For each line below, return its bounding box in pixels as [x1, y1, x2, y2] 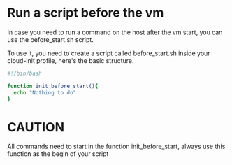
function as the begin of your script [7, 150, 109, 158]
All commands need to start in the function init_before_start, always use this [7, 142, 226, 151]
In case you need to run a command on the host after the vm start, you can [7, 28, 223, 36]
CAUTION [7, 119, 65, 135]
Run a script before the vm [7, 5, 164, 21]
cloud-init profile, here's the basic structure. [7, 56, 134, 64]
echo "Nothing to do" [13, 89, 77, 96]
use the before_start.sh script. [7, 35, 94, 43]
